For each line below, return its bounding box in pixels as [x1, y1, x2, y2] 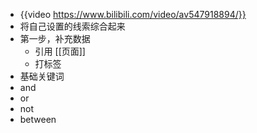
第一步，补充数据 [19, 33, 91, 44]
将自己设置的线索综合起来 [19, 20, 126, 32]
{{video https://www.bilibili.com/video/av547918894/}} [19, 9, 247, 20]
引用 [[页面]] [34, 45, 86, 57]
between [19, 114, 57, 125]
